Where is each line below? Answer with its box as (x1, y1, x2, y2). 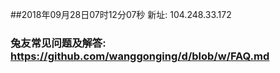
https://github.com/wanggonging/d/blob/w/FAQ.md (10, 49, 270, 63)
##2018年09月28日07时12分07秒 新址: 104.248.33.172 (10, 9, 232, 20)
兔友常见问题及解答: (10, 36, 107, 50)
